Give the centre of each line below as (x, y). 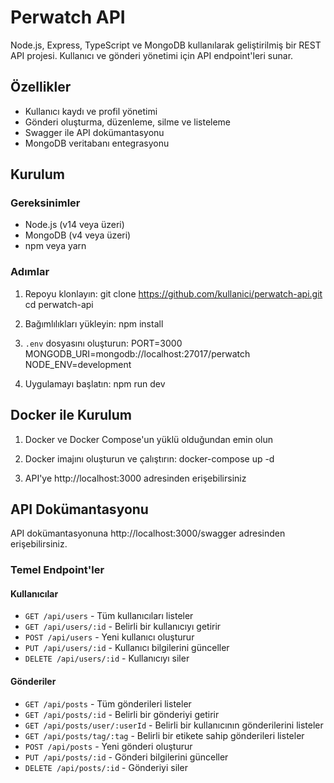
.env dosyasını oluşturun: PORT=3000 (103, 343)
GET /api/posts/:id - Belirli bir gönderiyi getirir (122, 714)
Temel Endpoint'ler (57, 570)
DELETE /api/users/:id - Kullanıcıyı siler (107, 658)
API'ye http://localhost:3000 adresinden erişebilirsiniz (135, 478)
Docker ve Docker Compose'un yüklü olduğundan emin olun (149, 439)
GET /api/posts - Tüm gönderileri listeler (108, 703)
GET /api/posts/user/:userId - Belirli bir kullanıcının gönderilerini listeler (174, 725)
